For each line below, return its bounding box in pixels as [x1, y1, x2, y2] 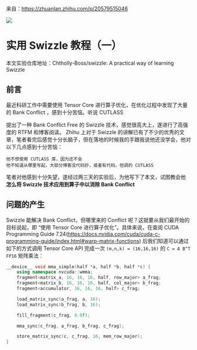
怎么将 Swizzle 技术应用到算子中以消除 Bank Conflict [6, 181, 135, 188]
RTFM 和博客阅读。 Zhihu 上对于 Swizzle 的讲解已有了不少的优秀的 [17, 128, 180, 135]
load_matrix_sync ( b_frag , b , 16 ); [16, 302, 101, 308]
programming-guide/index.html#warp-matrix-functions [6, 237, 140, 244]
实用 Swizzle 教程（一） [6, 39, 122, 52]
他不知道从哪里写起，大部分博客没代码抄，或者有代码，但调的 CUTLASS [6, 162, 154, 168]
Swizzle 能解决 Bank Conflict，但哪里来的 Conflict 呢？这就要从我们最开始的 [6, 216, 190, 224]
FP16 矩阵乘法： [6, 252, 44, 259]
